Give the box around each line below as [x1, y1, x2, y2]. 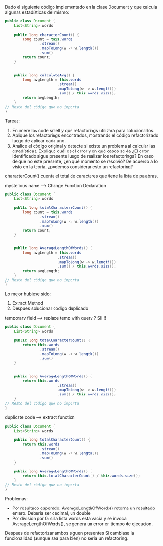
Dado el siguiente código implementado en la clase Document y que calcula [5, 4, 157, 10]
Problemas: [5, 496, 28, 501]
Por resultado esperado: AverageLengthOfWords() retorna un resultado [12, 505, 156, 511]
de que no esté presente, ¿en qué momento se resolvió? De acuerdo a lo [12, 158, 158, 164]
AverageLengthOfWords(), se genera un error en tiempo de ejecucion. [12, 521, 153, 527]
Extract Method [12, 301, 43, 306]
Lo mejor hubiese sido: [5, 291, 51, 297]
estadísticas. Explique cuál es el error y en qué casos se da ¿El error [12, 148, 149, 154]
